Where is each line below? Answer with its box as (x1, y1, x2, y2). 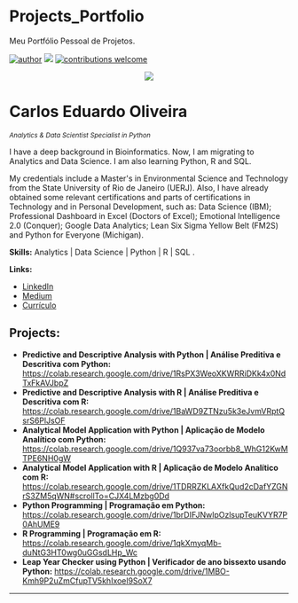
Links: (9, 263, 33, 274)
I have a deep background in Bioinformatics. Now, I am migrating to (9, 146, 255, 157)
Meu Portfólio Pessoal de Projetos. (9, 35, 136, 46)
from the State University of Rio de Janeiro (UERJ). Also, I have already (9, 182, 269, 192)
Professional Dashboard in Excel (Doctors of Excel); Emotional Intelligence (9, 210, 281, 221)
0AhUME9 (21, 519, 60, 529)
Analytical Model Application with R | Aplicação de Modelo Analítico (21, 462, 279, 473)
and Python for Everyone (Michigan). (9, 229, 145, 240)
